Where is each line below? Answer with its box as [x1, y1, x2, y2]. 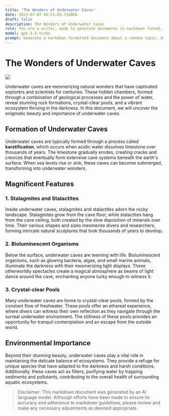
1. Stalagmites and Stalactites [5, 195, 79, 202]
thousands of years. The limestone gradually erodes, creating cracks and [5, 149, 157, 155]
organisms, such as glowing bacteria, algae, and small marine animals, [5, 257, 151, 263]
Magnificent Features [5, 180, 74, 188]
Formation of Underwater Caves [5, 125, 108, 134]
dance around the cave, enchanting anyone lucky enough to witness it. [5, 273, 152, 279]
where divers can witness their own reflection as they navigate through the [5, 308, 160, 314]
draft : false [5, 17, 33, 22]
